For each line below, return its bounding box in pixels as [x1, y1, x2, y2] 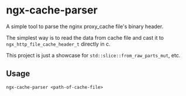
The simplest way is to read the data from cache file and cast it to [6, 34, 164, 41]
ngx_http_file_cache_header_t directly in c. [6, 40, 111, 47]
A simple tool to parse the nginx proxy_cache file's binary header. [6, 23, 164, 30]
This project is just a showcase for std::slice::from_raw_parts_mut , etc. [6, 52, 181, 59]
